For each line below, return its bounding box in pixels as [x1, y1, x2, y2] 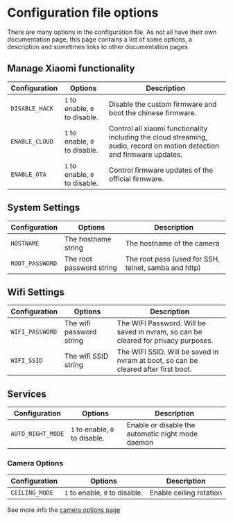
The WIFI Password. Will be [116, 318, 207, 328]
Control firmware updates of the [108, 165, 214, 175]
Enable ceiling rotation [149, 488, 223, 497]
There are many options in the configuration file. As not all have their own [7, 28, 217, 36]
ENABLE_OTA [10, 170, 46, 178]
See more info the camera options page [7, 506, 121, 514]
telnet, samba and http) [125, 262, 201, 272]
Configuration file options [7, 5, 159, 21]
